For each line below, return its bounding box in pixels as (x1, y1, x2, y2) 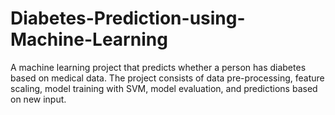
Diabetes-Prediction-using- (10, 7, 246, 30)
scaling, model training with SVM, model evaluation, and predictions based (10, 82, 318, 94)
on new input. (10, 93, 67, 105)
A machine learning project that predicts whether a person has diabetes (10, 61, 307, 73)
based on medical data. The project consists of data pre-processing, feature (10, 72, 325, 84)
